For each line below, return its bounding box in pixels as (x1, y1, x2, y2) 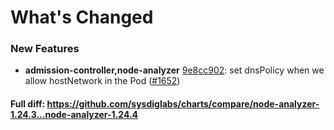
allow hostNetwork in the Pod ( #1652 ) (24, 75, 181, 87)
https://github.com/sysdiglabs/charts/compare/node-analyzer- (46, 98, 320, 110)
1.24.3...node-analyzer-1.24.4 (10, 109, 139, 121)
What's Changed (10, 6, 154, 29)
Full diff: (10, 98, 46, 110)
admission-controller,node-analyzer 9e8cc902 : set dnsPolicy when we (24, 64, 325, 76)
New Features (10, 42, 80, 56)
